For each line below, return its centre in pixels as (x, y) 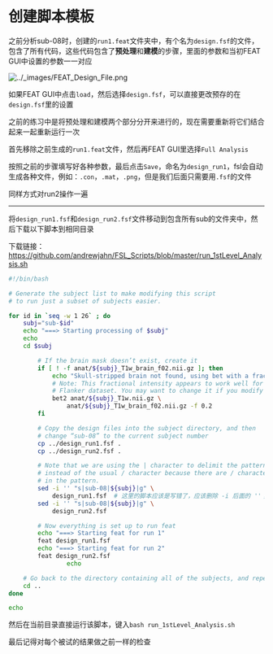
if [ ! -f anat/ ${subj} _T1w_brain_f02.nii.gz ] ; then (130, 368)
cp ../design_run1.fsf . (80, 443)
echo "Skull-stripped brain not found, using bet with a (150, 376)
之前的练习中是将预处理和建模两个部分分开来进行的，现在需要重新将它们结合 (136, 121)
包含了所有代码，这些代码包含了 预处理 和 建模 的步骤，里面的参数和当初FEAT (135, 50)
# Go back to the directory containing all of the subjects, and (136, 578)
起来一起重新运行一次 (44, 132)
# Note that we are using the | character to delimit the (138, 466)
